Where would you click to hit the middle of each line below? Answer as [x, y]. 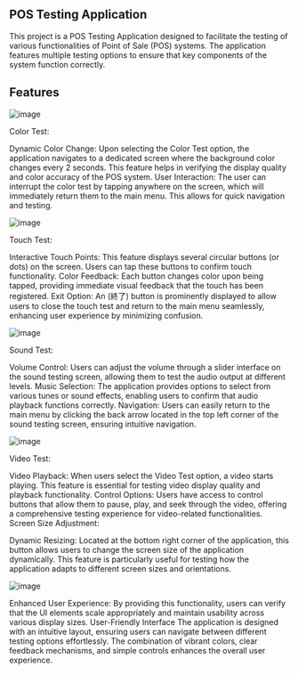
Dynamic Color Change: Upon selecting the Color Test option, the [129, 148]
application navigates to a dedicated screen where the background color [142, 158]
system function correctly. [57, 64]
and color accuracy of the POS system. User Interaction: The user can [138, 176]
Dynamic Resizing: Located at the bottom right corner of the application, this [149, 540]
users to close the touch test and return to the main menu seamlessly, [137, 305]
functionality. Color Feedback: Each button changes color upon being [137, 276]
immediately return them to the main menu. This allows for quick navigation [147, 196]
